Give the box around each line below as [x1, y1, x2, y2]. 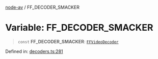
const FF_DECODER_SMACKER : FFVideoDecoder [17, 38, 119, 44]
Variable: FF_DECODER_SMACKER [5, 22, 153, 33]
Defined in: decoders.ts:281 [5, 48, 63, 54]
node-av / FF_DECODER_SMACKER [5, 5, 80, 10]
